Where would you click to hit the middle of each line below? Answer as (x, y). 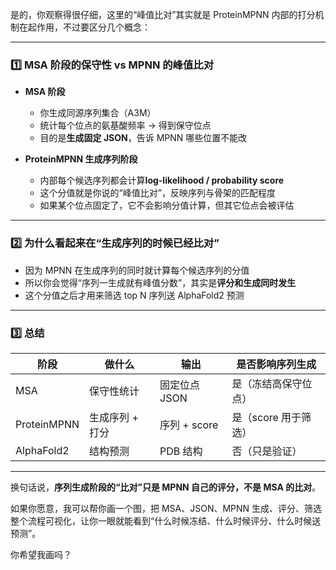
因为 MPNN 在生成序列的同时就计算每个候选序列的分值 (137, 270)
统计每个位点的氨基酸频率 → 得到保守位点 (125, 125)
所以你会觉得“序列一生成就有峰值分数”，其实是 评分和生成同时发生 (160, 282)
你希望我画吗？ (41, 554)
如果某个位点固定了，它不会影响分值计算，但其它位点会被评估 (167, 205)
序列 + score (189, 425)
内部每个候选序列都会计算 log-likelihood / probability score (162, 180)
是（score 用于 (266, 417)
